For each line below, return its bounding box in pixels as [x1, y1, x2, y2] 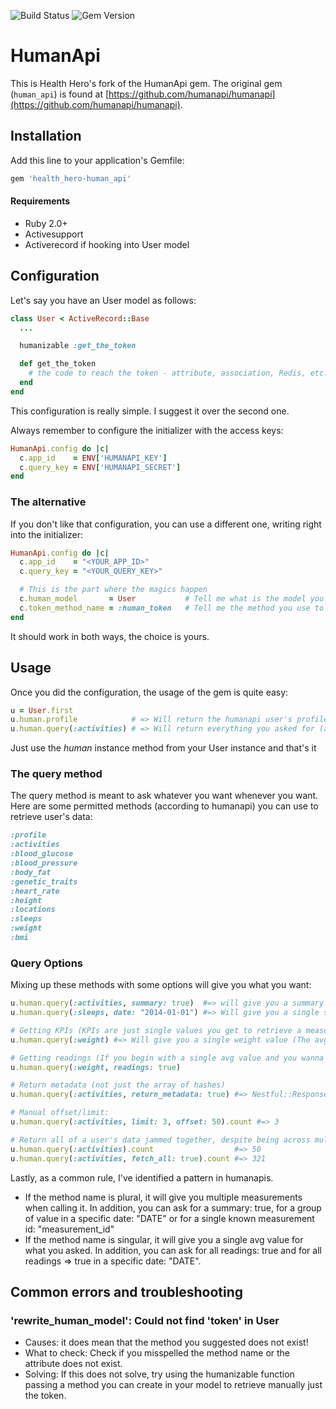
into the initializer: [10, 528, 84, 540]
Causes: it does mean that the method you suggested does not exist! [24, 1336, 309, 1349]
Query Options [10, 956, 84, 970]
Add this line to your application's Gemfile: [10, 154, 185, 166]
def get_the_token [19, 359, 97, 369]
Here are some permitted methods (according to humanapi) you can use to [10, 800, 319, 812]
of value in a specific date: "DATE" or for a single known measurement [24, 1212, 315, 1224]
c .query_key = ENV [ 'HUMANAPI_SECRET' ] [19, 462, 182, 472]
